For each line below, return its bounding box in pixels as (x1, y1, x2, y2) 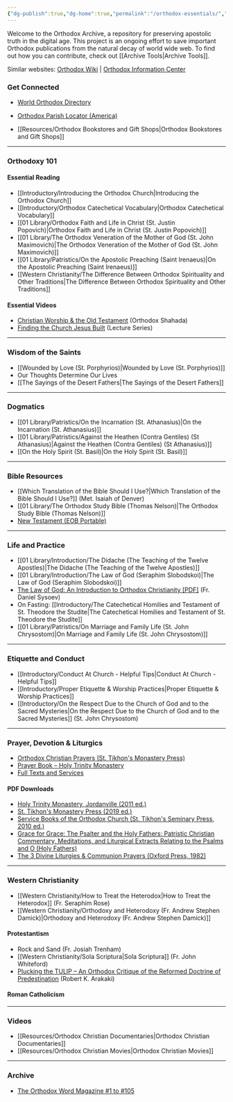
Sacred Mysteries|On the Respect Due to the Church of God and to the (17, 706, 220, 715)
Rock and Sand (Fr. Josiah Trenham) (17, 945, 121, 953)
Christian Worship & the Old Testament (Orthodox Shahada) (17, 316, 189, 325)
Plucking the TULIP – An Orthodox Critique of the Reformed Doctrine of (17, 967, 221, 975)
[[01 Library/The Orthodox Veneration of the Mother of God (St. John (17, 234, 214, 242)
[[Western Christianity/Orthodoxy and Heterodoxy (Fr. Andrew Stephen (17, 906, 221, 914)
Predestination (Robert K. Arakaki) (17, 974, 115, 982)
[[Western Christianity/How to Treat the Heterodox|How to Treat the (17, 891, 211, 900)
